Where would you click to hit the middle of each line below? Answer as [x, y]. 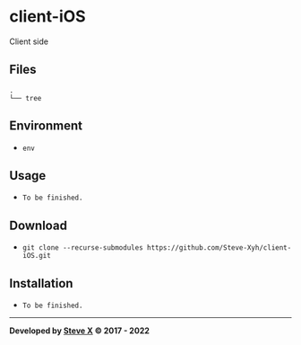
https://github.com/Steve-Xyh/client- [219, 248]
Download [38, 225]
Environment [46, 126]
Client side [29, 41]
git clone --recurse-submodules [82, 248]
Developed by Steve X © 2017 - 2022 [80, 331]
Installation [41, 283]
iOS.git [36, 256]
